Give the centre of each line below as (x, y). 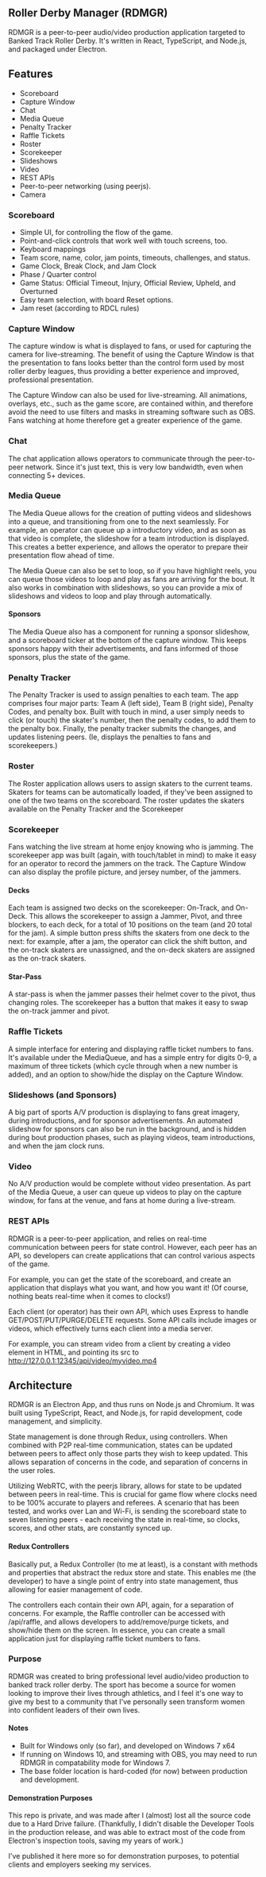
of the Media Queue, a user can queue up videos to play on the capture (125, 1192)
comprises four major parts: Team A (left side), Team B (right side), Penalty (131, 703)
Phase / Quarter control (58, 274)
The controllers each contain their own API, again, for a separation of (121, 1605)
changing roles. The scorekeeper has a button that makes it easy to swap (128, 1003)
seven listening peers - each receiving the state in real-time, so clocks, (124, 1520)
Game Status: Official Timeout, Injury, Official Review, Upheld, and (127, 283)
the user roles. (32, 1470)
